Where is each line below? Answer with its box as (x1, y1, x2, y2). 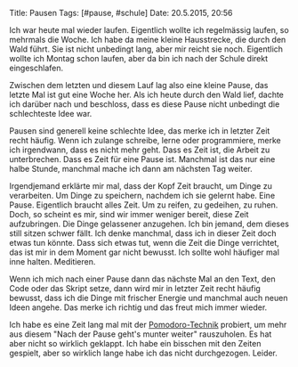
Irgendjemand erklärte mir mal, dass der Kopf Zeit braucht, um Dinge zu (9, 181, 273, 191)
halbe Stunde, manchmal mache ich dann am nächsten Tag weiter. (9, 164, 254, 174)
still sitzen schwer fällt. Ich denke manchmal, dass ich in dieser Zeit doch (9, 228, 277, 239)
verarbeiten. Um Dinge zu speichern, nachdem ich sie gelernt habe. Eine (9, 191, 276, 200)
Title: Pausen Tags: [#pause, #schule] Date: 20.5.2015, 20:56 (9, 8, 233, 18)
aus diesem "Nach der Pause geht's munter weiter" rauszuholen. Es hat (9, 329, 272, 339)
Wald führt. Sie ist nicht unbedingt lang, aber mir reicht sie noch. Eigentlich (9, 44, 283, 54)
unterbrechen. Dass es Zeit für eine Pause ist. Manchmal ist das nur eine (9, 154, 276, 164)
